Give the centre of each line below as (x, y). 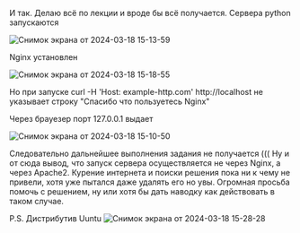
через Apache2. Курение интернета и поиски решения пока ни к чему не (150, 173)
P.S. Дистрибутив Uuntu (55, 218)
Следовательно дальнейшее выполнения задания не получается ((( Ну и (150, 153)
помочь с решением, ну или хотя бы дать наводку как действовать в (142, 191)
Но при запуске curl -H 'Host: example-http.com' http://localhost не (136, 92)
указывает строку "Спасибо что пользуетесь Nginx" (110, 101)
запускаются (34, 22)
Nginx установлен (44, 57)
